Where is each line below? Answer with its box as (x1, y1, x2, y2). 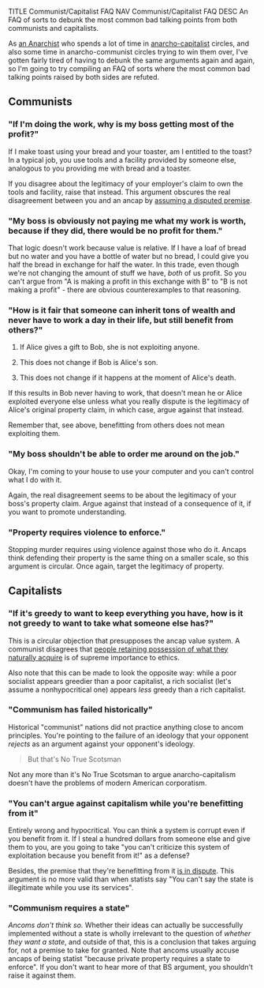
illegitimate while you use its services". (8, 883, 134, 892)
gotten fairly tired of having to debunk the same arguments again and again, (8, 55, 255, 65)
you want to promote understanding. (8, 507, 127, 517)
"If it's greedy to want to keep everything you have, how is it (8, 608, 244, 619)
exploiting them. (8, 429, 61, 438)
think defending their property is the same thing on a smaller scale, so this (8, 553, 250, 562)
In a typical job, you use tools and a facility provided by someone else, (8, 155, 236, 164)
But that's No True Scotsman (27, 754, 121, 764)
